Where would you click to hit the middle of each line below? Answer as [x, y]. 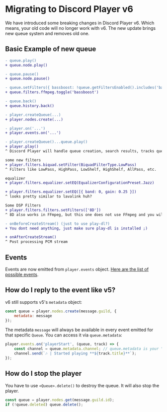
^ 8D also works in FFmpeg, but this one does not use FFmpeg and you [80, 214]
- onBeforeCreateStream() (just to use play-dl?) [58, 224]
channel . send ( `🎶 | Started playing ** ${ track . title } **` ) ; [75, 353]
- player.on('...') [25, 128]
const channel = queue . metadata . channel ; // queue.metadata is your [86, 349]
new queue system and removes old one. [47, 33]
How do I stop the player [43, 374]
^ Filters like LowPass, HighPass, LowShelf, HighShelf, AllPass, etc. [81, 169]
